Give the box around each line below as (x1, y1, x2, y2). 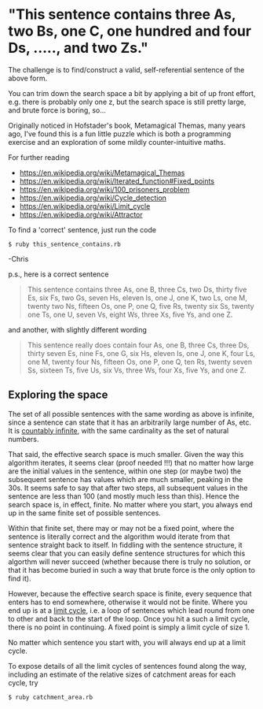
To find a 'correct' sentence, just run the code (8, 225, 157, 234)
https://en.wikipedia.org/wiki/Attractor (19, 210, 143, 219)
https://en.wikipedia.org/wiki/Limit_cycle (19, 201, 151, 210)
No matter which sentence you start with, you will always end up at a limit (8, 637, 246, 647)
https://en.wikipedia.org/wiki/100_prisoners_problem (19, 184, 190, 194)
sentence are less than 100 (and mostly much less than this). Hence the (8, 491, 239, 501)
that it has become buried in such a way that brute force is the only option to (8, 565, 255, 574)
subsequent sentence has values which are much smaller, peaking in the (8, 474, 243, 484)
